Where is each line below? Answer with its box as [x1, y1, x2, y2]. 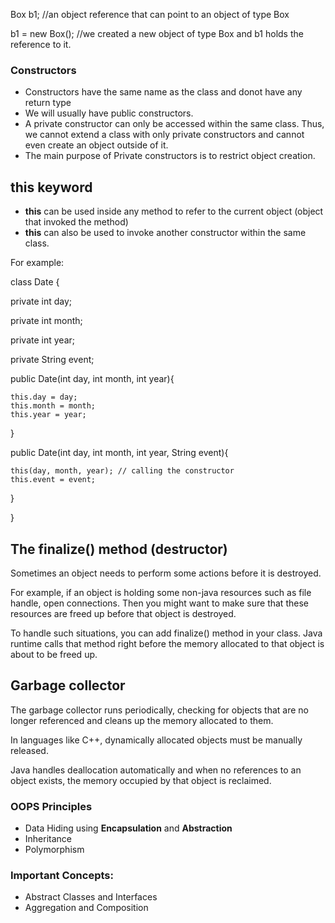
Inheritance [24, 833, 73, 845]
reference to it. [10, 39, 72, 50]
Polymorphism [24, 844, 85, 856]
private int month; [10, 315, 83, 327]
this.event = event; [10, 475, 97, 485]
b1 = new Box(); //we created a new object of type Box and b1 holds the [10, 28, 304, 39]
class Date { [10, 276, 60, 288]
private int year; [10, 334, 76, 346]
